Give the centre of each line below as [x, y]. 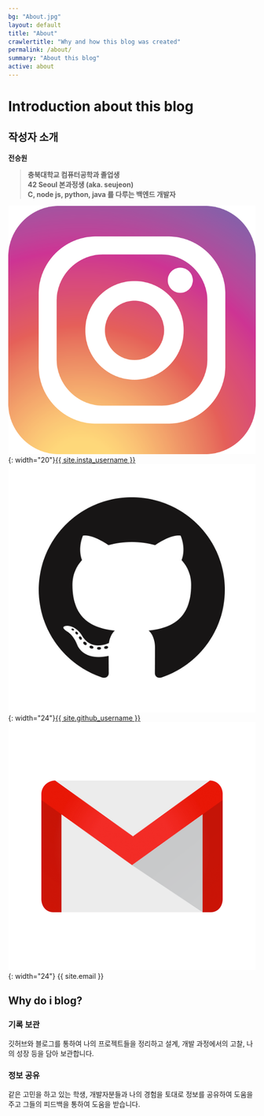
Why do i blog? [45, 1001]
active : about [31, 67]
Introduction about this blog [101, 107]
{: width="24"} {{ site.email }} [56, 976]
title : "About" [33, 33]
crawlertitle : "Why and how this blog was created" [94, 42]
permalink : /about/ [40, 50]
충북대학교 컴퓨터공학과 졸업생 [73, 174]
